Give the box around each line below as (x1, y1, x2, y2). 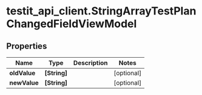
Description (73, 59, 108, 67)
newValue (9, 79, 39, 87)
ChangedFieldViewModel (6, 17, 137, 31)
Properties (6, 41, 47, 51)
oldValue (9, 69, 36, 77)
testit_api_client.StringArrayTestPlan (6, 4, 197, 18)
